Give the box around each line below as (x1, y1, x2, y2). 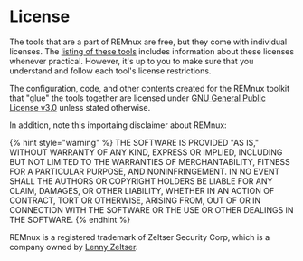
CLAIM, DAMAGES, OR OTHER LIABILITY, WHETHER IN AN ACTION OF (9, 185, 275, 196)
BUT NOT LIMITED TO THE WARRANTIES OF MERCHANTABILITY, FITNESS (9, 156, 291, 167)
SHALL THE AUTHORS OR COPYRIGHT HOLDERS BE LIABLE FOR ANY (9, 175, 273, 187)
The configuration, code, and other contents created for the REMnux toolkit (9, 82, 290, 93)
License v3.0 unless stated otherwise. (9, 101, 151, 112)
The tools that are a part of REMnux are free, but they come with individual (9, 36, 288, 47)
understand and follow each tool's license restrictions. (9, 65, 212, 76)
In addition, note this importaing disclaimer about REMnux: (9, 120, 228, 130)
